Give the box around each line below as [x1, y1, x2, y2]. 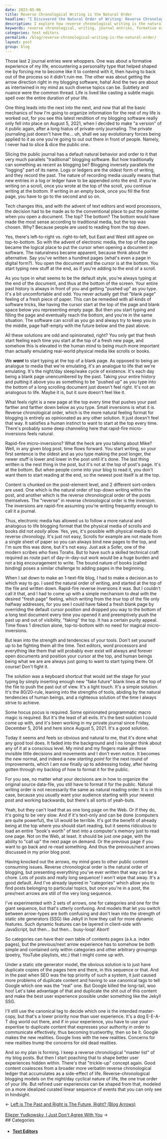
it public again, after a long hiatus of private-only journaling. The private [5, 125, 153, 132]
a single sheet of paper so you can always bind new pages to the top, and [5, 539, 157, 545]
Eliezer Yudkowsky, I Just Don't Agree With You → [5, 1112, 108, 1118]
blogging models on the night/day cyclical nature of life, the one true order [5, 1075, 158, 1081]
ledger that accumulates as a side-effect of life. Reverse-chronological [5, 1070, 150, 1076]
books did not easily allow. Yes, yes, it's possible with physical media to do [5, 528, 158, 534]
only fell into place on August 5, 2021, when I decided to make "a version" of [5, 120, 162, 126]
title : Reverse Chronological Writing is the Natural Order [5, 12, 133, 17]
